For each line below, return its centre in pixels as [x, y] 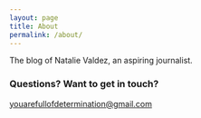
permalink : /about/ [46, 34]
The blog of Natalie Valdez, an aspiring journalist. [101, 61]
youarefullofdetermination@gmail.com [81, 103]
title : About [34, 26]
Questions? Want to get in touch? [84, 84]
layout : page [34, 18]
